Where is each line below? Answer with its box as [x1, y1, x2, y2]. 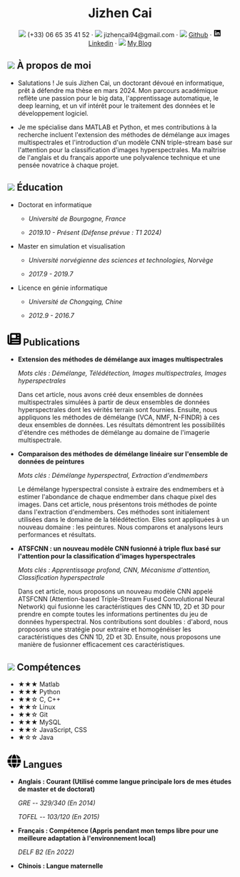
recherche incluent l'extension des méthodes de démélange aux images [17, 130, 230, 139]
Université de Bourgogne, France [28, 214, 126, 223]
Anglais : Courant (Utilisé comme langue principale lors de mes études [17, 777, 232, 786]
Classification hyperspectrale [17, 573, 105, 582]
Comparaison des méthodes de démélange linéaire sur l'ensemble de [17, 450, 229, 458]
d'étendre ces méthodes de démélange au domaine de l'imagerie [17, 429, 210, 437]
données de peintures [17, 457, 85, 466]
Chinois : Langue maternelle [17, 862, 104, 870]
